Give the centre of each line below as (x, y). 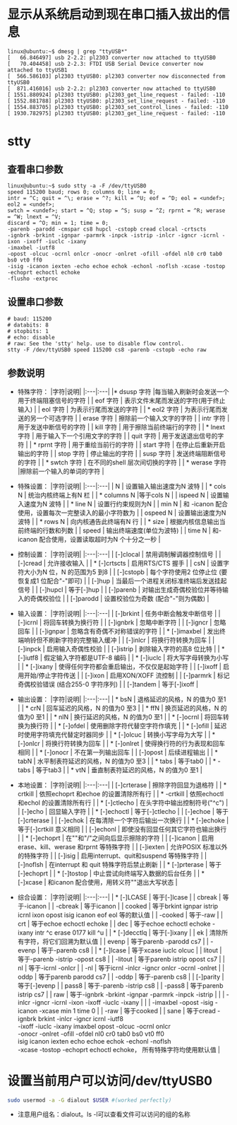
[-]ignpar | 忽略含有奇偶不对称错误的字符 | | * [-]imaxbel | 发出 (129, 631)
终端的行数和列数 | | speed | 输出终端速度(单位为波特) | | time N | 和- (123, 530)
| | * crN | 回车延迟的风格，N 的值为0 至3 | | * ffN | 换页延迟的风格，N (118, 708)
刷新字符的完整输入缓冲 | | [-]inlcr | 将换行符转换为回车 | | (132, 640)
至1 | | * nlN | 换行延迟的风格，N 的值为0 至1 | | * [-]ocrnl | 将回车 (129, 717)
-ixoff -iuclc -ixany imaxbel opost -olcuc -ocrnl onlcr (94, 1026)
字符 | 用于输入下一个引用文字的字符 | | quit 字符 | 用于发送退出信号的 (117, 436)
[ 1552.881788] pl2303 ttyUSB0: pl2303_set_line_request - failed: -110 (116, 101)
